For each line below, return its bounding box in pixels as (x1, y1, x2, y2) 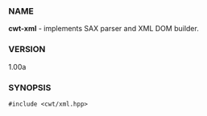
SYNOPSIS (8, 82, 52, 93)
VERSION (8, 44, 46, 55)
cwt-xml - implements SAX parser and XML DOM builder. (8, 24, 199, 34)
